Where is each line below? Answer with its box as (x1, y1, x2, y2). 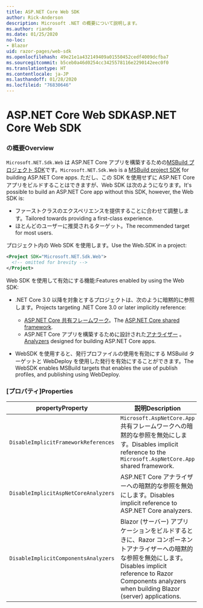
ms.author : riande (6, 25, 53, 32)
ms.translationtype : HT (6, 65, 66, 72)
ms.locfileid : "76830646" (6, 82, 71, 89)
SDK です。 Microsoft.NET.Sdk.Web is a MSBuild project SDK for (34, 166, 189, 173)
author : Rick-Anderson (6, 15, 63, 21)
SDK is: (6, 195, 25, 202)
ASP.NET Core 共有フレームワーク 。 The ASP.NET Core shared (24, 316, 180, 324)
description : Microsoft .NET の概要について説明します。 (6, 20, 140, 26)
